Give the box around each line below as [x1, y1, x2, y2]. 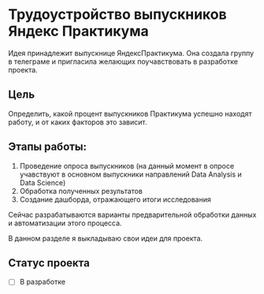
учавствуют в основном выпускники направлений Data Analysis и [19, 169, 242, 179]
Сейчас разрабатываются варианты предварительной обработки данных [8, 210, 257, 219]
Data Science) [19, 177, 66, 187]
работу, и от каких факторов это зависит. [8, 117, 147, 127]
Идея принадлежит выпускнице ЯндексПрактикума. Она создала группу [8, 48, 255, 58]
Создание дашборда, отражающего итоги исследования [19, 195, 211, 204]
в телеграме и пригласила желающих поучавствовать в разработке [8, 57, 239, 66]
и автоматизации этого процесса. [8, 218, 122, 228]
